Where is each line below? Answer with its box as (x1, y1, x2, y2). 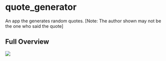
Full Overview (5, 38, 49, 46)
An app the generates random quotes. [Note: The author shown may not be (5, 18, 161, 24)
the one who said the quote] (5, 23, 64, 29)
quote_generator (5, 1, 77, 13)
